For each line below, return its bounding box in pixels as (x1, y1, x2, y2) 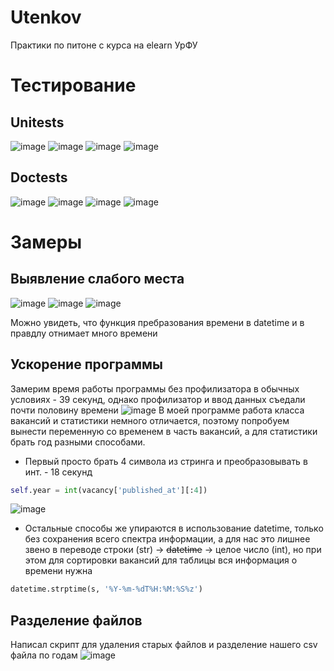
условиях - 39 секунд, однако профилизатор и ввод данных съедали (10, 393, 306, 405)
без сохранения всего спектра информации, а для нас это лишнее (24, 533, 311, 545)
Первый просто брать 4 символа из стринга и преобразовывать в (24, 455, 308, 467)
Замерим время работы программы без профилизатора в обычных (10, 382, 300, 395)
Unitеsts (10, 114, 65, 131)
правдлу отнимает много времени (10, 327, 158, 339)
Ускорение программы (10, 356, 163, 373)
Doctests (10, 169, 68, 186)
